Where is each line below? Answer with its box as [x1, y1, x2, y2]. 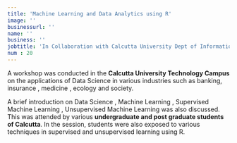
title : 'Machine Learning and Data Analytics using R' [7, 10, 172, 18]
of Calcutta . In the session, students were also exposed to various [7, 120, 200, 128]
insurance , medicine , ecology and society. [7, 84, 134, 92]
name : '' [7, 30, 33, 37]
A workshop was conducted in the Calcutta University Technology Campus [7, 68, 230, 77]
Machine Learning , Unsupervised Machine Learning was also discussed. [7, 105, 220, 113]
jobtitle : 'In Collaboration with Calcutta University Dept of [7, 43, 197, 50]
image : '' [7, 17, 37, 24]
